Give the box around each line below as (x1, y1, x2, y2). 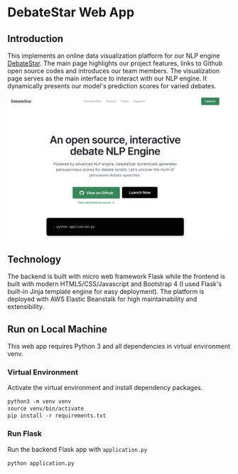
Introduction (7, 33, 64, 45)
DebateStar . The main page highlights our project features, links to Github (7, 59, 223, 68)
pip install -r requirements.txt (7, 412, 107, 420)
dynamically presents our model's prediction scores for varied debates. (7, 82, 217, 90)
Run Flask (7, 428, 43, 438)
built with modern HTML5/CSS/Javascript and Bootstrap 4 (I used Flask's (7, 280, 222, 288)
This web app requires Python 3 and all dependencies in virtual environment (7, 342, 231, 350)
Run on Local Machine (7, 323, 108, 335)
